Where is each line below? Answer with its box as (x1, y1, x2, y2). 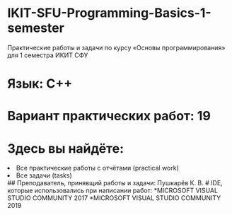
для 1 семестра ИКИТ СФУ (7, 51, 88, 59)
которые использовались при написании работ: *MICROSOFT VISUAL (7, 186, 218, 195)
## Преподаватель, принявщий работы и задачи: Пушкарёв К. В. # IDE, (7, 179, 223, 187)
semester (7, 20, 65, 36)
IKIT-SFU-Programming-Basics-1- (7, 5, 211, 21)
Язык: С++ (7, 76, 73, 92)
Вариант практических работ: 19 (7, 108, 211, 124)
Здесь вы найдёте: (7, 140, 124, 156)
